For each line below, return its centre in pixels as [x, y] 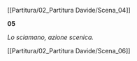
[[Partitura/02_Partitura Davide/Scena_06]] [69, 51]
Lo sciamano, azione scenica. [51, 37]
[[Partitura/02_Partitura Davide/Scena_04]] [69, 10]
